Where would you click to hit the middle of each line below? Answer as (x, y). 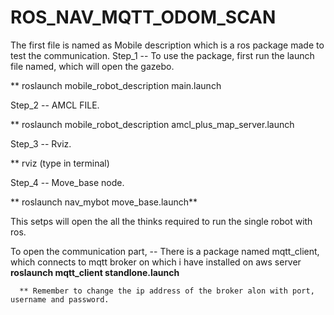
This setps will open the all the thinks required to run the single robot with (161, 221)
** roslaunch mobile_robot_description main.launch (116, 85)
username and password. (60, 299)
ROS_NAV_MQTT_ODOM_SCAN (143, 17)
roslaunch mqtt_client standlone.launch (95, 272)
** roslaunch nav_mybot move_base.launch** (104, 202)
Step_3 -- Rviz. (41, 143)
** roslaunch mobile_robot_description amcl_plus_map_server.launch (152, 124)
